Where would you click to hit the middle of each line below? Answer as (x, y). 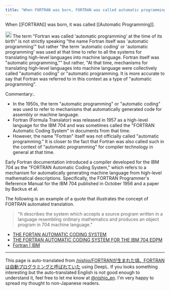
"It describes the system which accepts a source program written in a (90, 214)
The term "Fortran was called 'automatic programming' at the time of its (87, 36)
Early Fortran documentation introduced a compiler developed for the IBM (82, 162)
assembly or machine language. (46, 115)
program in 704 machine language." (55, 225)
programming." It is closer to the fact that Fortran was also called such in (88, 142)
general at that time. (33, 152)
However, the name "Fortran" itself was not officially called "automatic (86, 136)
